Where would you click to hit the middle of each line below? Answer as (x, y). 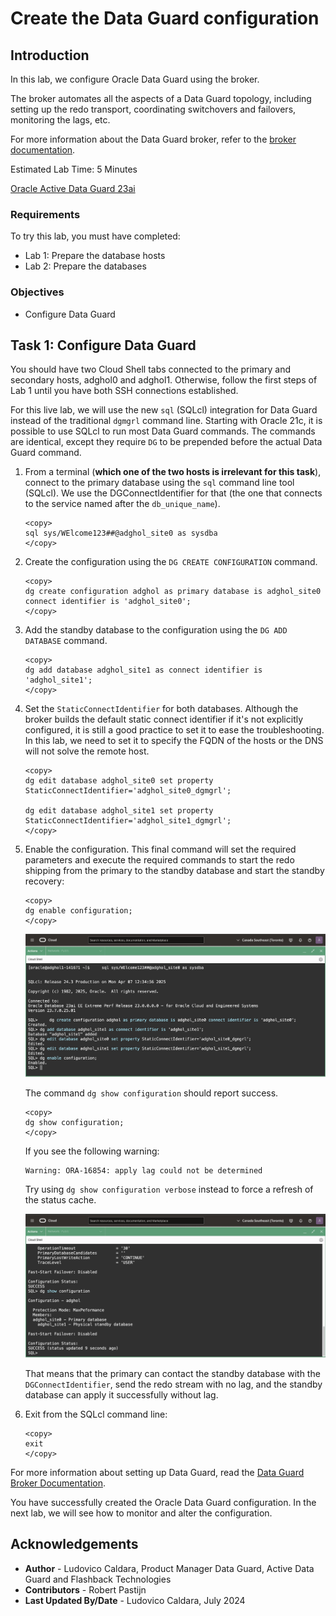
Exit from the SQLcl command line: (96, 1414)
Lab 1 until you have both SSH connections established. (124, 391)
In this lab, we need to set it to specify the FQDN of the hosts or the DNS (174, 741)
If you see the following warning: (92, 1151)
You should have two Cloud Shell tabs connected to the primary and (151, 369)
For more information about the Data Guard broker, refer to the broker (153, 139)
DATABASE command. (66, 641)
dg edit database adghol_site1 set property (119, 811)
